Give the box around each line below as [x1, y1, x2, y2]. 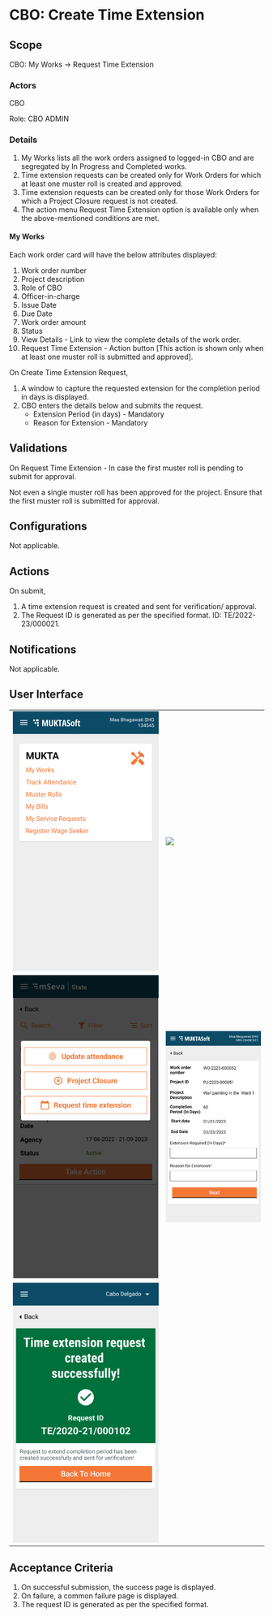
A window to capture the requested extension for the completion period [20, 383, 260, 393]
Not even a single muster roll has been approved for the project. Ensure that [9, 487, 262, 497]
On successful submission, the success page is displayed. [20, 1582, 216, 1593]
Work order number [20, 266, 87, 275]
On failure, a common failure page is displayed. [20, 1591, 179, 1601]
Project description [20, 274, 85, 283]
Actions [9, 564, 49, 578]
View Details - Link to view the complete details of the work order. [20, 335, 241, 344]
